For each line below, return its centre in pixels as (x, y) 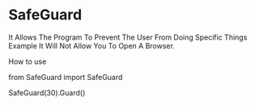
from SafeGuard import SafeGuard (66, 77)
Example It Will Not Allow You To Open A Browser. (92, 45)
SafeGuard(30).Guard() (47, 92)
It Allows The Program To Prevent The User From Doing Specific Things (128, 37)
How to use (28, 61)
